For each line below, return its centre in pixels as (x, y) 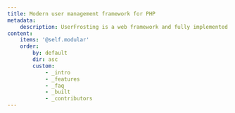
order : (30, 46)
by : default (50, 53)
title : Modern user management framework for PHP (82, 14)
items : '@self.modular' (55, 40)
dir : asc (45, 60)
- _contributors (69, 99)
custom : (44, 66)
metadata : (22, 20)
